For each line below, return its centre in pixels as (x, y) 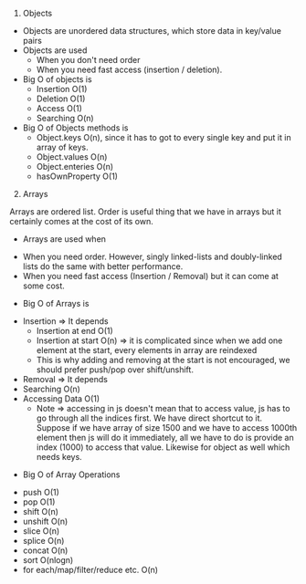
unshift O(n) (45, 521)
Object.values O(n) (72, 157)
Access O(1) (59, 108)
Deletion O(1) (61, 99)
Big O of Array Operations (71, 474)
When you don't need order (88, 60)
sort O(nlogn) (48, 560)
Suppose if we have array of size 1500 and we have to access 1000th (167, 428)
